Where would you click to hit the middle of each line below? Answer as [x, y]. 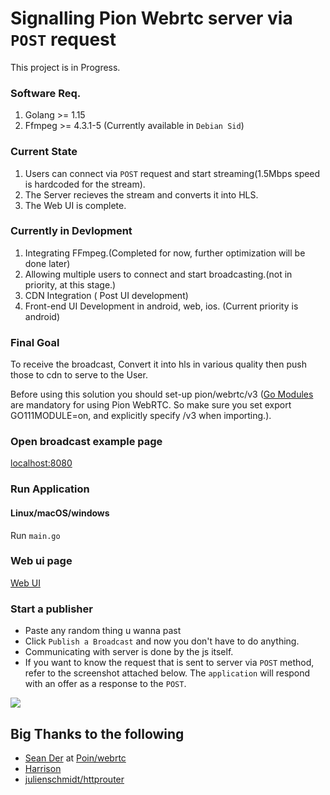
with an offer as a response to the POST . [105, 684]
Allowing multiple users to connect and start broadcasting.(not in [158, 274]
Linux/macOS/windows [60, 513]
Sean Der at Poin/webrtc [75, 758]
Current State [44, 152]
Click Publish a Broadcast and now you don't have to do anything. [162, 641]
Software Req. [46, 93]
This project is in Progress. [65, 67]
